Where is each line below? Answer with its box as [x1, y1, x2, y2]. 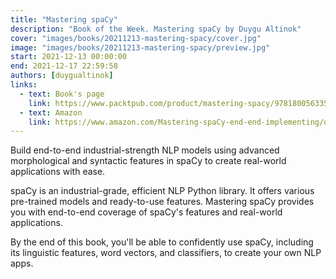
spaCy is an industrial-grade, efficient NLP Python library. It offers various [10, 185, 315, 197]
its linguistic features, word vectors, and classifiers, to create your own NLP [10, 247, 322, 259]
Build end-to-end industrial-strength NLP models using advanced [10, 144, 280, 156]
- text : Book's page [19, 89, 105, 99]
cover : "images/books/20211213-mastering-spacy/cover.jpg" [10, 33, 262, 43]
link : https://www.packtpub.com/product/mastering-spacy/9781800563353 [28, 98, 333, 108]
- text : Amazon [19, 107, 83, 118]
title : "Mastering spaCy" [10, 14, 118, 25]
